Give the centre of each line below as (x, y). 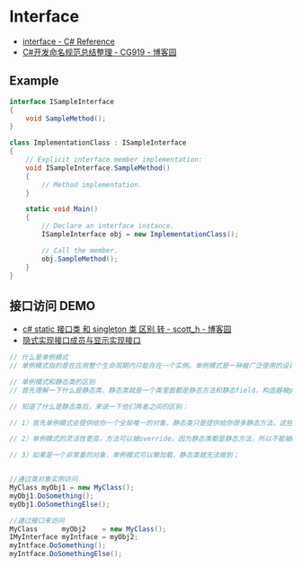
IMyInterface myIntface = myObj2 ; (74, 537)
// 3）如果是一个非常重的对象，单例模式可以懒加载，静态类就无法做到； (124, 456)
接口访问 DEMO (53, 306)
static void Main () (62, 209)
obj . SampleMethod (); (80, 259)
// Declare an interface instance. (108, 226)
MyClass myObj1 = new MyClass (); (72, 488)
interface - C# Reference (68, 41)
